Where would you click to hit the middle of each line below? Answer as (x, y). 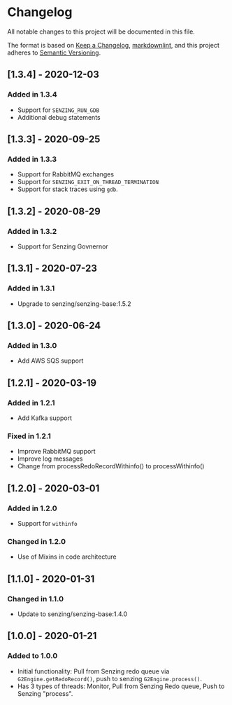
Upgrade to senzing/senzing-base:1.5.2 (74, 303)
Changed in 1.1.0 (36, 599)
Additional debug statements (59, 117)
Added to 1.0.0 (32, 656)
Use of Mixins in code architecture (67, 557)
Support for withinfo (48, 524)
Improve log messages (50, 459)
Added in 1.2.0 (32, 508)
